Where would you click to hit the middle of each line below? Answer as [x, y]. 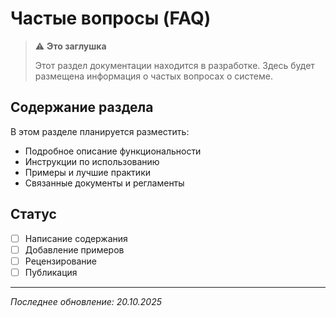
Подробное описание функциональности [113, 151]
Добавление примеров [74, 249]
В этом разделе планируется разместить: [100, 131]
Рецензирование [60, 261]
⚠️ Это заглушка [70, 46]
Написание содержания [76, 238]
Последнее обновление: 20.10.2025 [86, 301]
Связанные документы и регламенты [104, 183]
